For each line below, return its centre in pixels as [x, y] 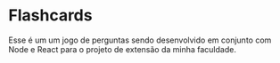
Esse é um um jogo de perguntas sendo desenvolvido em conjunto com [140, 40]
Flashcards [50, 16]
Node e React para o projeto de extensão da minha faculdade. [123, 49]
